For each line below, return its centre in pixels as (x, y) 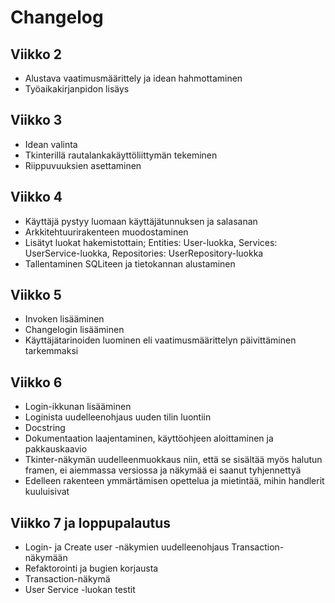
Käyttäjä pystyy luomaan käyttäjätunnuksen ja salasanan (141, 221)
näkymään (46, 558)
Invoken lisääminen (64, 319)
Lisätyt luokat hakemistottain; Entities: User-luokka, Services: (151, 242)
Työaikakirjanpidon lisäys (77, 89)
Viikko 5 (36, 295)
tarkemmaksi (51, 351)
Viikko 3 (36, 120)
